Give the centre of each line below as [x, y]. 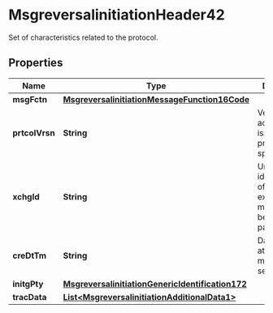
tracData [30, 297]
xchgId [26, 196]
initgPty [28, 284]
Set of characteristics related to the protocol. [83, 37]
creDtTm [30, 255]
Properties [36, 63]
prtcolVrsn [34, 133]
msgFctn [30, 99]
